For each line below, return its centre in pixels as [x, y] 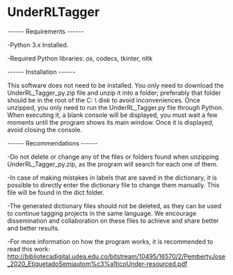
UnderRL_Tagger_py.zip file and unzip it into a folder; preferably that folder [114, 93]
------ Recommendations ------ [53, 143]
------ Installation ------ [41, 72]
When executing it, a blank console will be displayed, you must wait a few [112, 115]
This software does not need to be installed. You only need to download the [115, 85]
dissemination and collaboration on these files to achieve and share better [113, 221]
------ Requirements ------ [46, 31]
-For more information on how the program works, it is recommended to [110, 242]
